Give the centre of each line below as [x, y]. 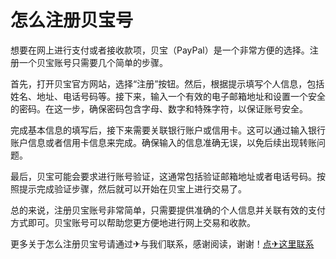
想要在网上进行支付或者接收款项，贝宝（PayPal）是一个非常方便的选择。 [160, 50]
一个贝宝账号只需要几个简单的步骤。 [93, 62]
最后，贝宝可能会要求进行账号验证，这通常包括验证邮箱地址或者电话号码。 [163, 176]
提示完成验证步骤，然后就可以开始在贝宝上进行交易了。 [132, 188]
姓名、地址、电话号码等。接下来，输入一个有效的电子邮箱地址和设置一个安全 [168, 96]
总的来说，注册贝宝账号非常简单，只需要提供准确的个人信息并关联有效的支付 [168, 210]
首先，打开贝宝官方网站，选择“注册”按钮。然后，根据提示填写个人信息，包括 [167, 83]
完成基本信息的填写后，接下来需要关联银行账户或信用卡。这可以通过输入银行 [168, 130]
